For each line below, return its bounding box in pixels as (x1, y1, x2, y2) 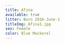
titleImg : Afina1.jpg (5, 21, 51, 27)
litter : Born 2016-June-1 (5, 17, 60, 22)
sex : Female (5, 26, 30, 31)
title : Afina (5, 7, 33, 13)
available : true (5, 12, 40, 17)
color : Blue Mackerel (5, 31, 51, 36)
